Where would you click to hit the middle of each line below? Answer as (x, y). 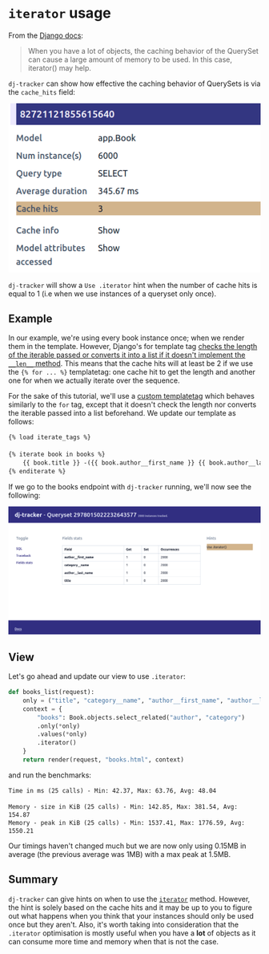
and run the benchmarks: (50, 775)
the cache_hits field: (42, 91)
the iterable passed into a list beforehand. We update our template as (122, 413)
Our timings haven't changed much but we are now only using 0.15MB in (127, 846)
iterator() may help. (60, 67)
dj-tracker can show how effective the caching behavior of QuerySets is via (134, 83)
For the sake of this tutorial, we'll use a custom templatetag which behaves (131, 396)
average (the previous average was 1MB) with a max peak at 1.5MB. (120, 854)
